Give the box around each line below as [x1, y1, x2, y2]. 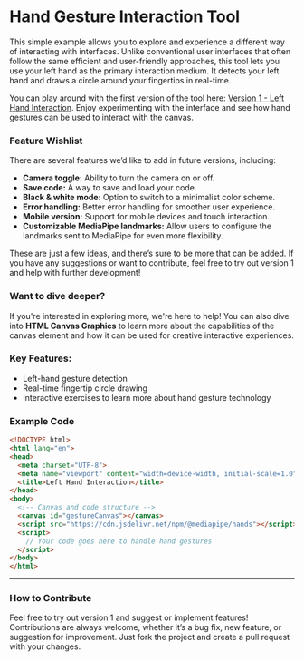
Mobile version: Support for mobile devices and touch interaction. [22, 211, 270, 222]
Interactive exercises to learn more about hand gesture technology [22, 392, 271, 403]
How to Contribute [9, 592, 92, 605]
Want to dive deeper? [9, 290, 106, 303]
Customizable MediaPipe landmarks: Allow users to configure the [22, 220, 272, 232]
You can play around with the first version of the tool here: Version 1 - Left [9, 92, 285, 103]
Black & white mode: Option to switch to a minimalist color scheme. [22, 192, 276, 203]
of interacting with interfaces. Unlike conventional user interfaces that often [9, 45, 291, 56]
